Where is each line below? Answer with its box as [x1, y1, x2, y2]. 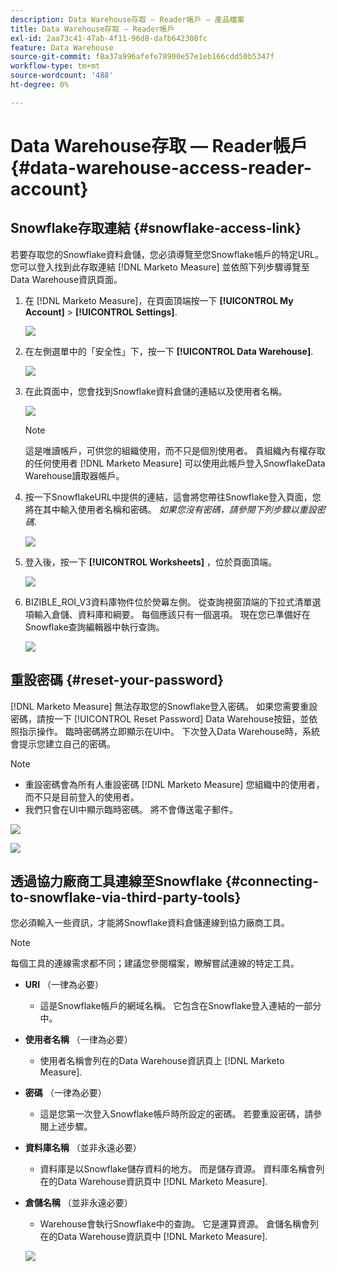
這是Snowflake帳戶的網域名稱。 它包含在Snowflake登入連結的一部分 [39, 1000, 322, 1012]
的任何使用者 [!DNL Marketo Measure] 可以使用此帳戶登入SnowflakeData [24, 457, 326, 469]
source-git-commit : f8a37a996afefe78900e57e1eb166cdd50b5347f [10, 52, 275, 62]
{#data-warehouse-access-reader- [10, 156, 312, 179]
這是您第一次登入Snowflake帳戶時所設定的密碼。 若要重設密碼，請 [39, 1108, 314, 1120]
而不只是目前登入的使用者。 [24, 791, 140, 803]
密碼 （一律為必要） [24, 1087, 107, 1099]
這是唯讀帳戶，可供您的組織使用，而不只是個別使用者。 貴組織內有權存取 [24, 444, 326, 456]
